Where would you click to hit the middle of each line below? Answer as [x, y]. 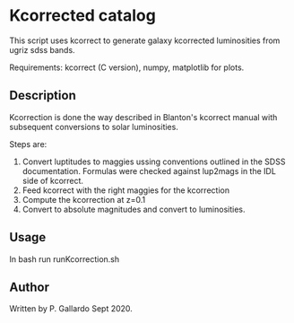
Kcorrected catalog [83, 16]
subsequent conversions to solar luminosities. [94, 127]
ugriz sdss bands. [42, 49]
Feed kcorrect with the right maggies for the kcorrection [126, 190]
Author [29, 287]
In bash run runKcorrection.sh [64, 259]
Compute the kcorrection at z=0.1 [84, 199]
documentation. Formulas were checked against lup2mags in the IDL [149, 170]
